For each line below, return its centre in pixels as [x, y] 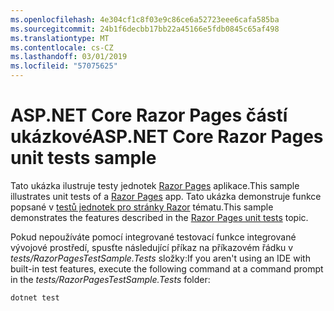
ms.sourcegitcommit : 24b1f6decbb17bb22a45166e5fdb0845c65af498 [145, 29]
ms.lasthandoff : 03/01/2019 [69, 57]
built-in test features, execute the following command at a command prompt [167, 268]
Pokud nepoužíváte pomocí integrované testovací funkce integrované [153, 237]
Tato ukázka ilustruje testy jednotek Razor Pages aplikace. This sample [155, 185]
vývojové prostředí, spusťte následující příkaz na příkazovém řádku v [152, 247]
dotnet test [35, 297]
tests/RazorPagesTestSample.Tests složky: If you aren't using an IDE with [160, 258]
